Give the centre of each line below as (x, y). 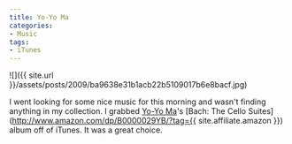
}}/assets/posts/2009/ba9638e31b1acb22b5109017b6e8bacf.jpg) (128, 85)
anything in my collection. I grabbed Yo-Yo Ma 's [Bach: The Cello (128, 111)
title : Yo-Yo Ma (39, 17)
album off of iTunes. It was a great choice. (86, 130)
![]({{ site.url (31, 75)
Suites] (261, 111)
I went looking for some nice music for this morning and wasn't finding (138, 102)
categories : (31, 26)
